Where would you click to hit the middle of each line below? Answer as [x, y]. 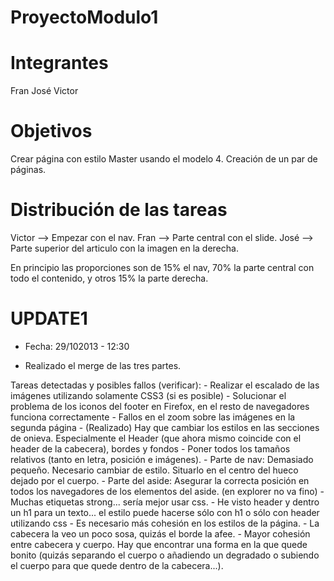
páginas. [28, 170]
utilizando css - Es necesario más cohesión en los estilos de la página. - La [165, 523]
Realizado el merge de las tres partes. [103, 365]
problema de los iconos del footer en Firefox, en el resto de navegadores [160, 406]
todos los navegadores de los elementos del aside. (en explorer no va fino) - [167, 491]
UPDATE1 [49, 318]
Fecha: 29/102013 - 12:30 [77, 346]
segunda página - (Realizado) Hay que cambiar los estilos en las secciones [165, 427]
